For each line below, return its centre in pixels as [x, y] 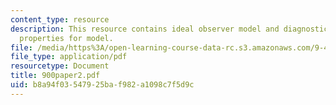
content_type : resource [60, 19]
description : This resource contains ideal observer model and [145, 29]
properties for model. [66, 38]
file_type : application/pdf [69, 57]
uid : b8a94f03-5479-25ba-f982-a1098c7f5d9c [102, 85]
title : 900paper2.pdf [55, 76]
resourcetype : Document [60, 66]
